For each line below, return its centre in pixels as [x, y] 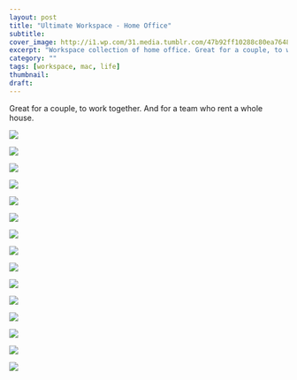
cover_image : [33, 42]
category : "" [33, 58]
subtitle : [27, 34]
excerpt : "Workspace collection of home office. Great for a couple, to [146, 50]
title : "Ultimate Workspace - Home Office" [91, 26]
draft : [21, 83]
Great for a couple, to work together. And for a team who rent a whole [136, 108]
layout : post [33, 17]
